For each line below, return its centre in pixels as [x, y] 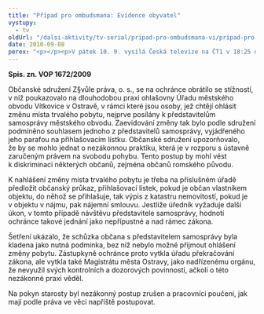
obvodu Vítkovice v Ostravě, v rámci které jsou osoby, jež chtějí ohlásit [123, 106]
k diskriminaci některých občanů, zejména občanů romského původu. [121, 164]
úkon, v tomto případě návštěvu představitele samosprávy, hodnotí [116, 213]
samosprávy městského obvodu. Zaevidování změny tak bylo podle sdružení [132, 123]
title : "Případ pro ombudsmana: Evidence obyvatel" [94, 15]
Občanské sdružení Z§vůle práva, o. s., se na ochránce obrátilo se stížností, [131, 89]
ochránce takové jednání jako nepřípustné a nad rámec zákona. [111, 221]
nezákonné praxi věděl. [46, 278]
